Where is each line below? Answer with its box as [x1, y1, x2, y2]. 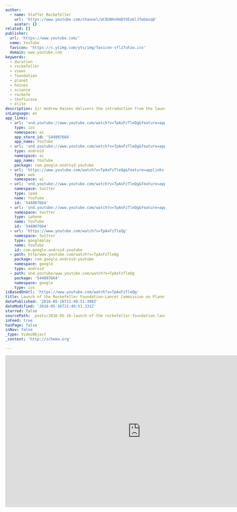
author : [5, 7, 22, 13]
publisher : [5, 31, 28, 36]
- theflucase [10, 97, 37, 102]
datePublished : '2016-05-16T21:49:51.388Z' [5, 299, 99, 304]
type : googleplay [14, 238, 51, 243]
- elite [10, 102, 26, 107]
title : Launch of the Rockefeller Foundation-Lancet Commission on [5, 294, 151, 300]
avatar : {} [14, 21, 37, 27]
